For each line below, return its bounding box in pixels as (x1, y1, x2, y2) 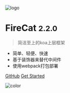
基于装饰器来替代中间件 (12, 56, 61, 62)
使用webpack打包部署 (12, 63, 58, 69)
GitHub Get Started (5, 73, 45, 79)
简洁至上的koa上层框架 (17, 39, 65, 45)
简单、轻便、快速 (12, 50, 48, 56)
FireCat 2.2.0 (5, 23, 58, 34)
